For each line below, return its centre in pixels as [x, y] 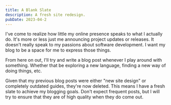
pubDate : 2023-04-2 [26, 19]
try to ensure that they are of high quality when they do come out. [75, 97]
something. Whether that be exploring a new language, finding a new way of [86, 65]
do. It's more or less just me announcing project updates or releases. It [80, 39]
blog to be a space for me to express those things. [58, 50]
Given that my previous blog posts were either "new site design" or [76, 81]
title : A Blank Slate [28, 10]
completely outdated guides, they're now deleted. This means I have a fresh [85, 86]
